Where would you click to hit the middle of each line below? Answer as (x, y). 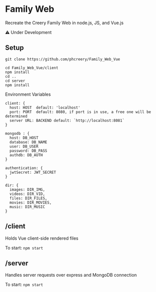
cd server (15, 81)
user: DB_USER (24, 146)
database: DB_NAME (29, 142)
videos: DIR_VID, (27, 194)
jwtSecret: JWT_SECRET (33, 172)
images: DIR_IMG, (27, 189)
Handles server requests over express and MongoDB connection (71, 275)
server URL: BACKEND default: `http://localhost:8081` (67, 120)
